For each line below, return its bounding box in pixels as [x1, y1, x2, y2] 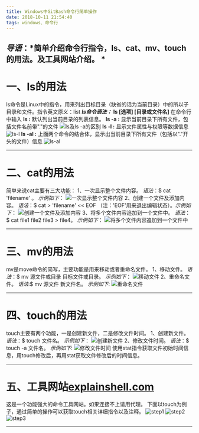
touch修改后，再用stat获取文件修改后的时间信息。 [21, 351, 143, 358]
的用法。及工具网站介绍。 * [6, 54, 106, 64]
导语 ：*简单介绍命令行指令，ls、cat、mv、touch [6, 43, 187, 53]
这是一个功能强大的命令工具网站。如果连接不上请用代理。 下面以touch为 [6, 400, 182, 408]
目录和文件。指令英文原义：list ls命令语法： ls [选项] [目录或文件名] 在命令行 [6, 108, 192, 115]
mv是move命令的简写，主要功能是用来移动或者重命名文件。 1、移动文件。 [6, 266, 186, 273]
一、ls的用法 [6, 80, 67, 93]
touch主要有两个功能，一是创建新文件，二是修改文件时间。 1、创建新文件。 [6, 329, 190, 337]
